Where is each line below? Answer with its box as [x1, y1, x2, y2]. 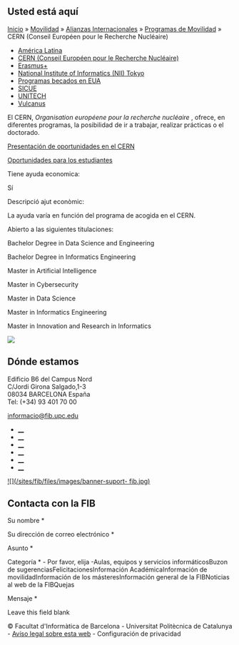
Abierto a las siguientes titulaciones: [7, 225, 114, 233]
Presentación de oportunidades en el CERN [7, 142, 136, 151]
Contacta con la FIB [7, 497, 96, 509]
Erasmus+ [17, 61, 48, 70]
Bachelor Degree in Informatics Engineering [7, 253, 136, 261]
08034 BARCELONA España [7, 390, 91, 398]
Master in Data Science [7, 294, 76, 303]
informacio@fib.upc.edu [7, 411, 78, 420]
